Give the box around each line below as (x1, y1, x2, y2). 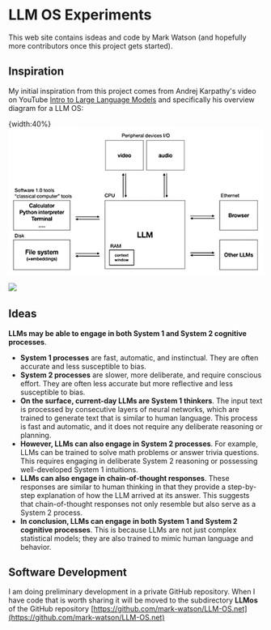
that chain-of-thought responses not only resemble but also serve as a (19, 499, 256, 509)
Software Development (8, 565, 128, 579)
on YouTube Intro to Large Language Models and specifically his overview (8, 95, 255, 104)
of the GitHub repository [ (8, 604, 95, 614)
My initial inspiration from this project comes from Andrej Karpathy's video (8, 86, 256, 96)
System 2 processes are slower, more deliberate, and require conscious (19, 370, 262, 380)
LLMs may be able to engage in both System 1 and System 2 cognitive (8, 328, 247, 338)
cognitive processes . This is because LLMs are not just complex (19, 525, 237, 534)
